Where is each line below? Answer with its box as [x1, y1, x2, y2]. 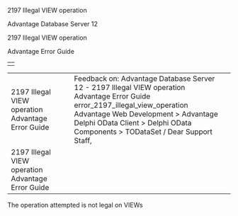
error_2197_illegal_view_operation [74, 101, 188, 110]
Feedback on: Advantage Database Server [74, 74, 215, 84]
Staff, [74, 136, 92, 145]
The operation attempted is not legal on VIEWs [7, 201, 143, 209]
